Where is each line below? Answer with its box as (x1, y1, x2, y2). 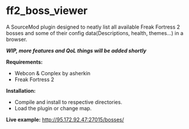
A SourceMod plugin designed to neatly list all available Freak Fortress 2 (6, 23, 180, 30)
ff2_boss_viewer (6, 4, 88, 18)
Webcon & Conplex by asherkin (14, 69, 91, 76)
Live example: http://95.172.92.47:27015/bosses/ (6, 116, 125, 123)
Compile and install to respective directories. (14, 98, 123, 106)
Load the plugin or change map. (14, 104, 92, 111)
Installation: (6, 87, 36, 94)
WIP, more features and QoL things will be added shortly (6, 47, 147, 54)
